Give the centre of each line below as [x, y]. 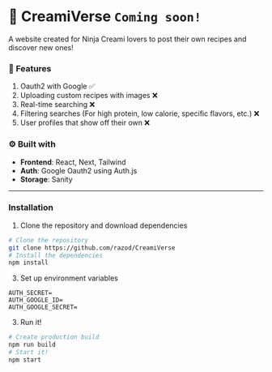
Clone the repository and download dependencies [104, 225]
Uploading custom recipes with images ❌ [89, 96]
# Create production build [54, 337]
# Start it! [28, 353]
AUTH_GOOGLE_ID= [36, 300]
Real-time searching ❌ [57, 105]
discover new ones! [41, 47]
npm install [28, 263]
